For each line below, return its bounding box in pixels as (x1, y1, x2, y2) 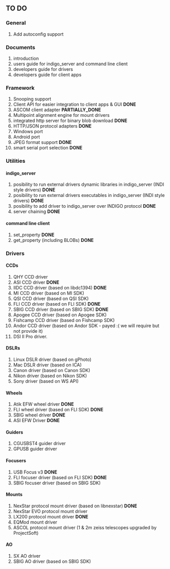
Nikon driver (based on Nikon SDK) (13, 373, 87, 379)
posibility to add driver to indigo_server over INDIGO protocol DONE (13, 203, 156, 209)
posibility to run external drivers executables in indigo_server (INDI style (13, 192, 165, 199)
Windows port (13, 129, 43, 135)
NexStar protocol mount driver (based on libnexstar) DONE (13, 503, 137, 509)
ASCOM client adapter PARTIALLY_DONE (13, 107, 101, 113)
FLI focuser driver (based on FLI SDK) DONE (13, 474, 107, 480)
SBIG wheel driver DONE (13, 412, 65, 418)
